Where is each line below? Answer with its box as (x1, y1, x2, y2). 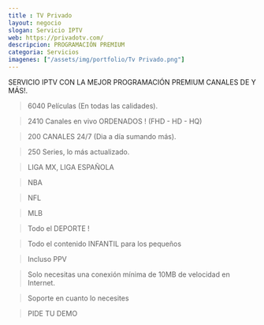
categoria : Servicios (8, 48, 80, 56)
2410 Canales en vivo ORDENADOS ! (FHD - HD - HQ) (27, 116, 203, 126)
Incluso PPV (27, 254, 67, 263)
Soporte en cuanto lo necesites (27, 293, 129, 303)
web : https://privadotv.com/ (8, 33, 104, 42)
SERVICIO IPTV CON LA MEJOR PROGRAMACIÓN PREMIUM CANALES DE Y (8, 77, 256, 87)
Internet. (27, 278, 55, 287)
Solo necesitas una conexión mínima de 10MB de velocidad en (27, 270, 230, 279)
